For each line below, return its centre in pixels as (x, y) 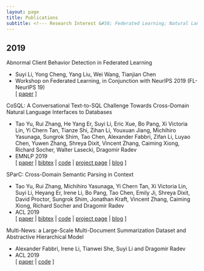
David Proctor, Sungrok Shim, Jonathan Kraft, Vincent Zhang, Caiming (103, 199)
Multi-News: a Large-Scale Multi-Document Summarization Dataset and (96, 231)
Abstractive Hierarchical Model (45, 237)
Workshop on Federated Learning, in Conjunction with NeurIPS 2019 (100, 81)
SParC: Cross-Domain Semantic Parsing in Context (70, 175)
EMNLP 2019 (31, 157)
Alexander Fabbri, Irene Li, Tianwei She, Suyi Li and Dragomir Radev (100, 249)
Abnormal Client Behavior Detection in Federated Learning (79, 63)
